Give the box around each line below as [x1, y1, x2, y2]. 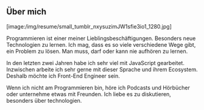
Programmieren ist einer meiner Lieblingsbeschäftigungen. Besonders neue [6, 35, 196, 42]
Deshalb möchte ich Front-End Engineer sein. [6, 72, 120, 80]
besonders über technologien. [6, 97, 82, 104]
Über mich [6, 7, 47, 17]
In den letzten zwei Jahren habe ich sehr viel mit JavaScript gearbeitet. [6, 59, 185, 66]
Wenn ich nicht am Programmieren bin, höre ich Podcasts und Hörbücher [6, 84, 190, 91]
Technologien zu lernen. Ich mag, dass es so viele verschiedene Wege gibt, [6, 41, 196, 48]
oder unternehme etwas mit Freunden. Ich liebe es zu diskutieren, [6, 90, 172, 98]
